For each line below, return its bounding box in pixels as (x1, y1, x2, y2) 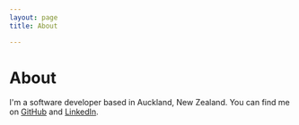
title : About (9, 21, 58, 30)
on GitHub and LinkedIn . (9, 106, 99, 117)
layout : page (9, 12, 58, 22)
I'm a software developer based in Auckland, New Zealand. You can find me (9, 97, 290, 108)
